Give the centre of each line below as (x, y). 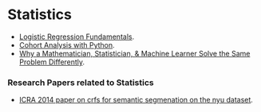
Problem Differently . (52, 62)
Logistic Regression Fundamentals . (77, 37)
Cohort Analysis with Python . (67, 44)
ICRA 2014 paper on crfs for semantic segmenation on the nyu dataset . (136, 100)
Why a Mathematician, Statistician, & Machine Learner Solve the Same (134, 53)
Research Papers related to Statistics (81, 83)
